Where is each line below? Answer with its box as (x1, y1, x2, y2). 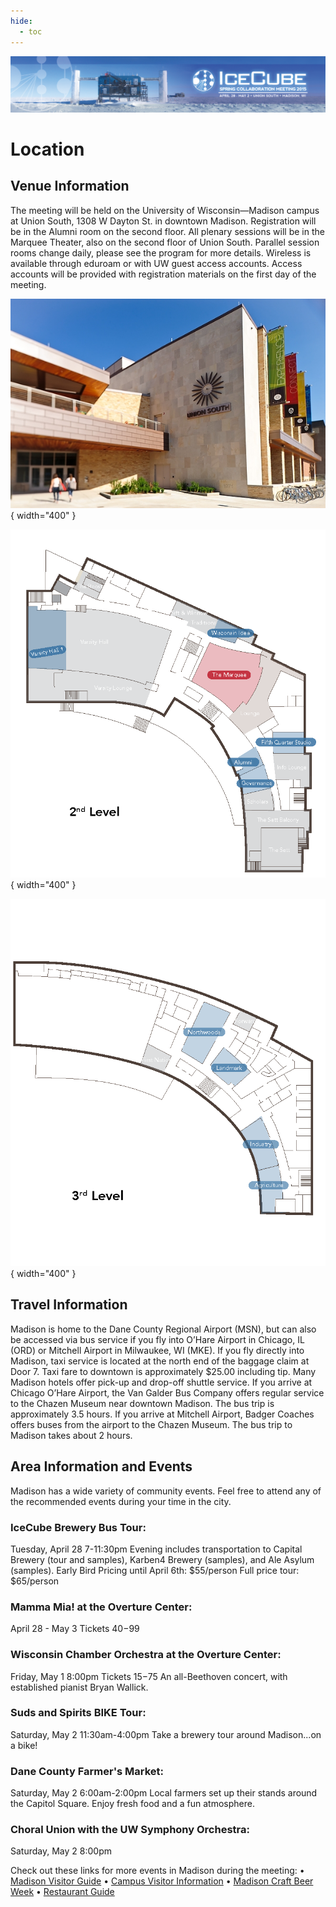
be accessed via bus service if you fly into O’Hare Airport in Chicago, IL (10, 1333, 305, 1345)
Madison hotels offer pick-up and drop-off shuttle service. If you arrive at (10, 1376, 313, 1388)
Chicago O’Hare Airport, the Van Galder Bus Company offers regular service (10, 1386, 325, 1399)
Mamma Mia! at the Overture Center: (10, 1600, 193, 1614)
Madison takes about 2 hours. (10, 1429, 133, 1441)
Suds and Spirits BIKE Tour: (10, 1706, 147, 1720)
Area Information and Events (10, 1458, 193, 1475)
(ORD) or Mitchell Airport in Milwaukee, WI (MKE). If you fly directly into (10, 1344, 305, 1356)
